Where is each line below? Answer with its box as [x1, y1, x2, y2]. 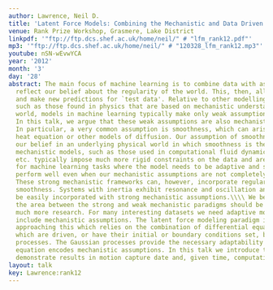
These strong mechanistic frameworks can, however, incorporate [15, 178, 238, 187]
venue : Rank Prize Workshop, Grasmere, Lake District [8, 27, 195, 35]
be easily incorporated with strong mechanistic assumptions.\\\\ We [15, 193, 256, 201]
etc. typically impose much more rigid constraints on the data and [15, 155, 253, 163]
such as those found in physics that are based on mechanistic [15, 102, 234, 110]
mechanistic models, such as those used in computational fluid [15, 148, 238, 156]
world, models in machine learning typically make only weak [15, 110, 227, 119]
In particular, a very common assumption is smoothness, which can [15, 125, 249, 133]
